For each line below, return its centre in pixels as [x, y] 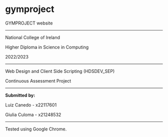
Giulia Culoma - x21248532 [33, 114]
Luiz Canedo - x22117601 [31, 105]
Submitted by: [20, 95]
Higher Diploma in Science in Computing [47, 47]
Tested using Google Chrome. [36, 129]
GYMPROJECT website [29, 23]
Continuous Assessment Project [38, 80]
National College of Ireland [33, 37]
